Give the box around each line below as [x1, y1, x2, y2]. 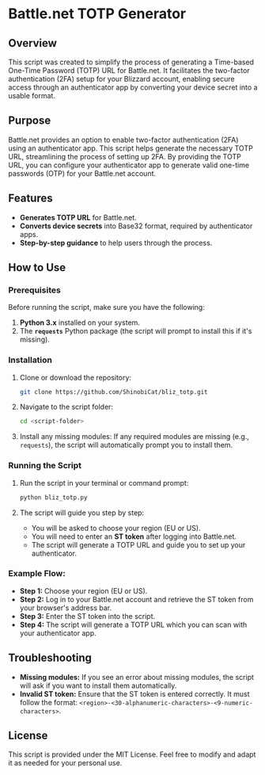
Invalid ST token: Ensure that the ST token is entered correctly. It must [19, 689, 251, 698]
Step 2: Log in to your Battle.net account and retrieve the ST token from [19, 594, 254, 604]
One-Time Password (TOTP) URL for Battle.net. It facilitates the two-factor [8, 66, 251, 75]
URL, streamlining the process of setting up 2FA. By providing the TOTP [8, 151, 241, 161]
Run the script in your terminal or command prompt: [19, 478, 189, 487]
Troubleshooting [8, 651, 93, 665]
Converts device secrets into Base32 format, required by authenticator [19, 221, 253, 231]
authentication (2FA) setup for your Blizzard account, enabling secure [8, 74, 235, 83]
